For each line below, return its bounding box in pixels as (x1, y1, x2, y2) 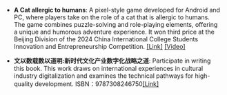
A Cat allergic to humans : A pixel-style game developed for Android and (13, 6, 221, 14)
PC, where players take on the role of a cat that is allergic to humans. (13, 13, 210, 21)
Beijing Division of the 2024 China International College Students (13, 35, 199, 43)
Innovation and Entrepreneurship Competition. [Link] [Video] (13, 43, 186, 50)
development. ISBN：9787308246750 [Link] (34, 80, 159, 88)
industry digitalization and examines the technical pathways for (13, 72, 194, 80)
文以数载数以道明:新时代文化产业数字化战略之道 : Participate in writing (13, 56, 211, 65)
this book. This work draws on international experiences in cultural (13, 65, 204, 72)
